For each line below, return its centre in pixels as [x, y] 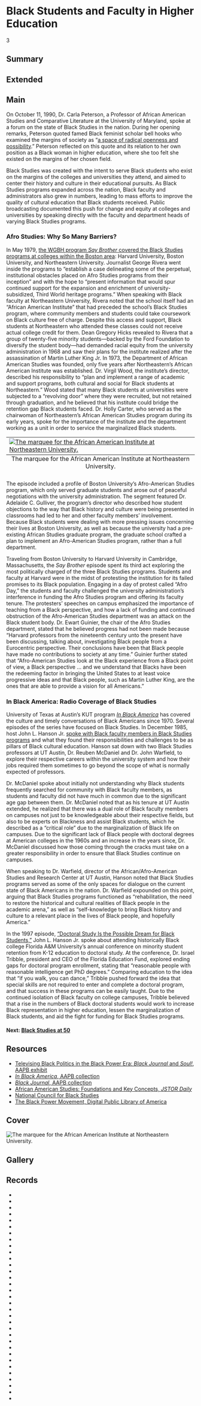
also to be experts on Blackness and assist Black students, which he [90, 822]
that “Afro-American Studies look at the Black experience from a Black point [100, 660]
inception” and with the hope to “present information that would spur [91, 281]
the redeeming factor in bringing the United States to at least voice [88, 673]
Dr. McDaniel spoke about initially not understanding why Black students [95, 784]
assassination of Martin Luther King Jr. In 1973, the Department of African [97, 358]
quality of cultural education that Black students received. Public [86, 202]
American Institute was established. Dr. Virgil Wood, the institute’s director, [98, 371]
